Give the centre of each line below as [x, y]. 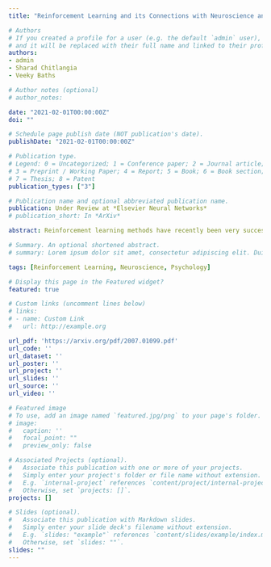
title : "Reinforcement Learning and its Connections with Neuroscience [131, 16]
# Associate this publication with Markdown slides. [102, 520]
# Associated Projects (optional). [68, 460]
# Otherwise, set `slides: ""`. [67, 542]
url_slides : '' [34, 379]
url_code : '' [30, 348]
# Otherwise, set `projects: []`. [70, 490]
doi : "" [21, 120]
